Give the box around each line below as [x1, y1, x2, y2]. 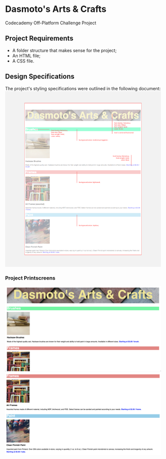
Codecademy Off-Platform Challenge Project [5, 20, 96, 26]
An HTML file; [12, 53, 41, 58]
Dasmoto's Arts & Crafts [5, 3, 107, 15]
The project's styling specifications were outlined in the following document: [5, 85, 161, 91]
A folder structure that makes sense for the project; [12, 47, 117, 53]
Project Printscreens [5, 274, 56, 281]
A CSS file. [12, 58, 35, 64]
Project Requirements [5, 34, 74, 43]
